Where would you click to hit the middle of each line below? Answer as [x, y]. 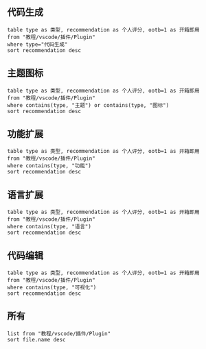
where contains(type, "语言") [49, 227]
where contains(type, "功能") [49, 166]
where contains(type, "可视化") [52, 288]
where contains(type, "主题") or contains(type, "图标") [88, 105]
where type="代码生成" [37, 44]
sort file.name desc [37, 339]
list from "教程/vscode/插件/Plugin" [59, 334]
